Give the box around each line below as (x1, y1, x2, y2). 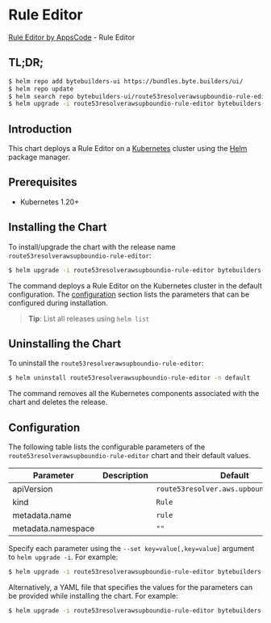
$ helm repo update (8, 85, 74, 93)
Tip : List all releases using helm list (27, 314, 150, 323)
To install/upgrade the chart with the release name (8, 242, 176, 251)
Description (102, 470, 149, 482)
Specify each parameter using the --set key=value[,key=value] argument (8, 544, 255, 554)
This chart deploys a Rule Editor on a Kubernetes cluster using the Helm (8, 144, 248, 154)
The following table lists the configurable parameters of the (8, 442, 206, 452)
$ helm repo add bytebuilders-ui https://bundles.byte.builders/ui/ (8, 77, 244, 86)
